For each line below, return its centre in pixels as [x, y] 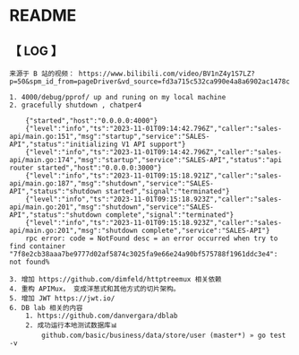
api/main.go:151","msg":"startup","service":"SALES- [110, 136]
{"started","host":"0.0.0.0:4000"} [92, 121]
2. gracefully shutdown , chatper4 [76, 105]
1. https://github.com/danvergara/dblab [102, 316]
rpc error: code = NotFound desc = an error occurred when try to [152, 238]
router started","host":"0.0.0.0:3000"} [86, 168]
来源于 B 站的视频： [42, 74]
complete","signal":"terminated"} [170, 215]
